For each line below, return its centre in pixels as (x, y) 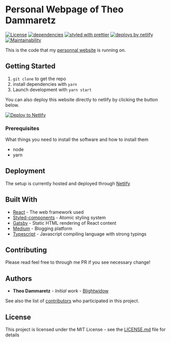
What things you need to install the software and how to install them (77, 139)
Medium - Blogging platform (42, 228)
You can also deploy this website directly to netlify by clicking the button (82, 99)
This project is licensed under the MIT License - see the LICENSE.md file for (85, 330)
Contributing (26, 250)
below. (12, 105)
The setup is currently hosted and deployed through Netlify (68, 183)
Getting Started (30, 66)
